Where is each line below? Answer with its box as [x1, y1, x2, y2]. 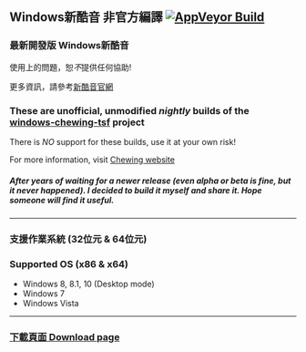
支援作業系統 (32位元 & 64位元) [9, 233, 148, 245]
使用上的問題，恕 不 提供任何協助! [9, 61, 132, 72]
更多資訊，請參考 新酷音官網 [9, 81, 114, 92]
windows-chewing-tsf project [9, 116, 146, 129]
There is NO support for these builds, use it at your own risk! [9, 136, 237, 147]
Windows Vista [22, 298, 79, 309]
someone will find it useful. [9, 194, 115, 205]
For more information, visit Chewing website [9, 154, 176, 165]
